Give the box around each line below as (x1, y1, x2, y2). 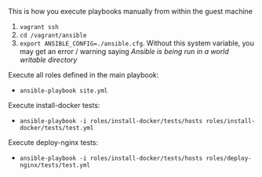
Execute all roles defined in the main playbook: (8, 70, 159, 79)
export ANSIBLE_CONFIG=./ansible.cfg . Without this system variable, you (19, 38, 255, 48)
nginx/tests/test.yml (19, 161, 90, 169)
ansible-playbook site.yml (19, 87, 108, 95)
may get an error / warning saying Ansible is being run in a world (19, 47, 229, 56)
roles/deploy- (206, 154, 253, 162)
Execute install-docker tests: (8, 101, 100, 110)
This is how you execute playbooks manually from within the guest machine (8, 7, 253, 16)
